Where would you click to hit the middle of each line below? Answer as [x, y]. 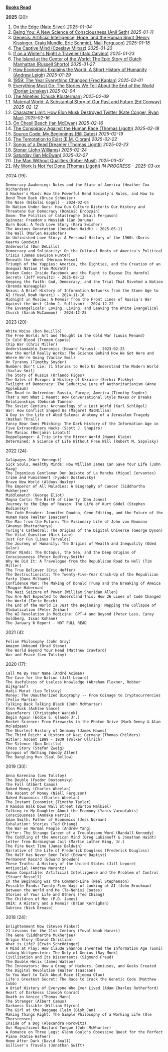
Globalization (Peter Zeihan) [37, 610]
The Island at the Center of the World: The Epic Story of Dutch [77, 59]
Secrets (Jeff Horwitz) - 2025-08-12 [45, 277]
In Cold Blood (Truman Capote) [38, 340]
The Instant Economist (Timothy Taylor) [49, 802]
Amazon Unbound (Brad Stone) [36, 646]
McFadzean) [17, 726]
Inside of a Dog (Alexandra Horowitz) [46, 1023]
